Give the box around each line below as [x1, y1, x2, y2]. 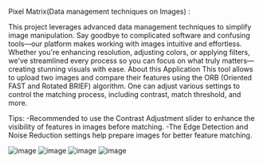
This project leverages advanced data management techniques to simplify [8, 22, 252, 31]
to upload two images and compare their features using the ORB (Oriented [8, 73, 253, 82]
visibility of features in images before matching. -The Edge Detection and [8, 122, 249, 131]
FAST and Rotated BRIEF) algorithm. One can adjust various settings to [8, 81, 241, 91]
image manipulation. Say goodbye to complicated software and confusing [8, 31, 251, 40]
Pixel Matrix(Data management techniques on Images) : [8, 7, 191, 16]
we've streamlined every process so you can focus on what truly [8, 56, 221, 65]
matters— [222, 56, 255, 65]
